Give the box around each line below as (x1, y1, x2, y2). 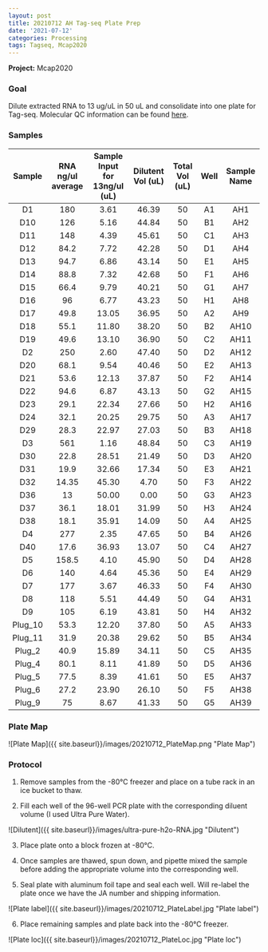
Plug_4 (14, 658, 41, 669)
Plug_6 (14, 684, 41, 695)
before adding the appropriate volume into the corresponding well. (19, 864, 239, 875)
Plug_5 (14, 671, 41, 682)
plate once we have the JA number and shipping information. (19, 888, 221, 898)
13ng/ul (93, 180, 124, 192)
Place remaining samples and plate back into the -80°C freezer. (19, 919, 229, 929)
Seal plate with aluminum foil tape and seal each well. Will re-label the (19, 880, 250, 890)
